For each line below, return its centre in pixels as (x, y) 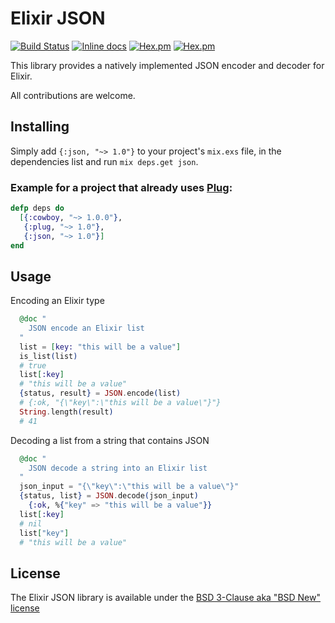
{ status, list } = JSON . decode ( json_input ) (109, 496)
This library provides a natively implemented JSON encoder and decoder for (167, 65)
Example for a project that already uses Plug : (121, 187)
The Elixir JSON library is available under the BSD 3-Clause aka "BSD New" (166, 598)
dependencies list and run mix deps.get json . (104, 161)
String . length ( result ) (66, 412)
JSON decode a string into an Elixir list (118, 468)
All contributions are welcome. (73, 95)
